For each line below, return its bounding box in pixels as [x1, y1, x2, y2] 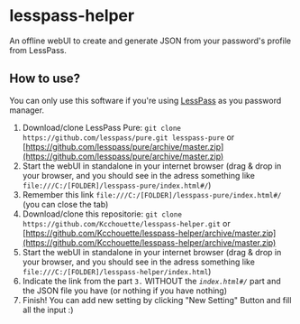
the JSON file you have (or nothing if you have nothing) [22, 285, 228, 296]
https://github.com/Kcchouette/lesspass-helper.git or [22, 218, 232, 228]
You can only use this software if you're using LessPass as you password [9, 95, 282, 106]
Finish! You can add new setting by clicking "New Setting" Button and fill [22, 294, 292, 305]
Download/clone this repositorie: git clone [22, 208, 183, 219]
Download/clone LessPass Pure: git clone [22, 122, 182, 133]
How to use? [9, 71, 81, 87]
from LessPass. [9, 44, 68, 55]
